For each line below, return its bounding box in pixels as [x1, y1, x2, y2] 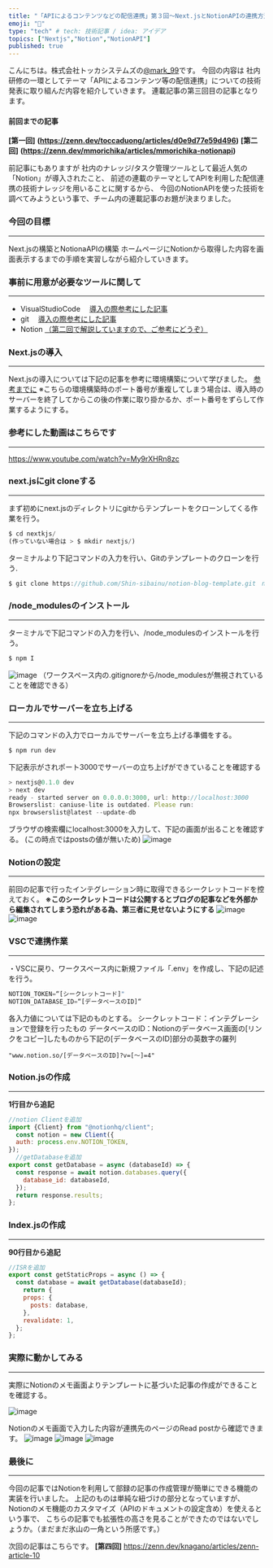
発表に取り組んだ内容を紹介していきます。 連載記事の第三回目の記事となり [8, 86, 258, 96]
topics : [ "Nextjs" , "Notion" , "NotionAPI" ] [8, 34, 151, 43]
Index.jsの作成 [8, 1220, 67, 1231]
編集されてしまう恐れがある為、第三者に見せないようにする [15, 905, 215, 915]
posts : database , [29, 1301, 89, 1309]
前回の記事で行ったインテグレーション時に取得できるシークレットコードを [8, 884, 258, 894]
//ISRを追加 [8, 1263, 45, 1272]
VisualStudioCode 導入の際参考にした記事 [19, 304, 168, 313]
